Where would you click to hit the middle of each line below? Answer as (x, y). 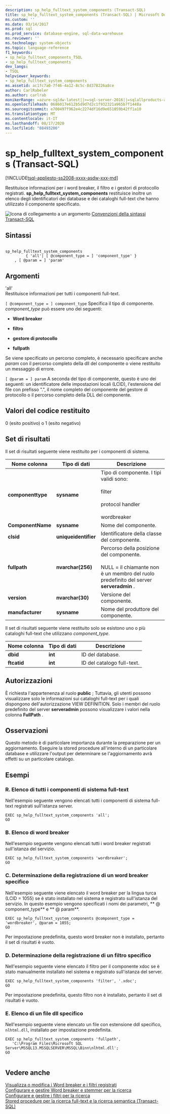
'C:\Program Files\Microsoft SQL (47, 1044)
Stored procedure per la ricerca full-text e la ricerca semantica (70, 1101)
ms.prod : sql (19, 29)
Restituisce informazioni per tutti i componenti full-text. (62, 294)
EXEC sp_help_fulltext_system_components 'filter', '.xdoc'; (71, 981)
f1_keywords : (19, 52)
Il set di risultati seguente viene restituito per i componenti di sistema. (78, 451)
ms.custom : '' (20, 19)
